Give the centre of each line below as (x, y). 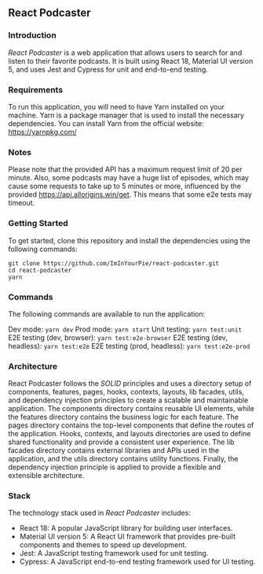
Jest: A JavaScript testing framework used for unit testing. (114, 554)
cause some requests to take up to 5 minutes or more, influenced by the (125, 186)
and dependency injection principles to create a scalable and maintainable (128, 400)
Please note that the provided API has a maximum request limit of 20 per (125, 169)
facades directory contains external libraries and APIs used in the (114, 450)
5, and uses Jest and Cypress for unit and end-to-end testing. (108, 69)
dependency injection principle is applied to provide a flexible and (115, 467)
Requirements (36, 90)
